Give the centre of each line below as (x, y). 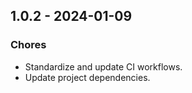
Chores (28, 45)
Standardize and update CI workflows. (103, 66)
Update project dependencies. (87, 77)
